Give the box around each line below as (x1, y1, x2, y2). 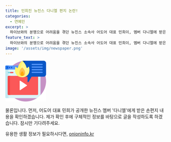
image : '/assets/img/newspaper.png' (5, 46, 83, 51)
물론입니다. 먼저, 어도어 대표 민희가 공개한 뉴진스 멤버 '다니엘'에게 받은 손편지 (5, 107, 159, 113)
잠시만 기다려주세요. (20, 120, 60, 126)
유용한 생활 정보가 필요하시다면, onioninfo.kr (5, 130, 94, 137)
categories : (5, 13, 31, 19)
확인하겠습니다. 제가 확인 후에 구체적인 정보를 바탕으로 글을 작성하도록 (14, 113, 154, 120)
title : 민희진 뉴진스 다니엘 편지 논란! (5, 8, 78, 13)
